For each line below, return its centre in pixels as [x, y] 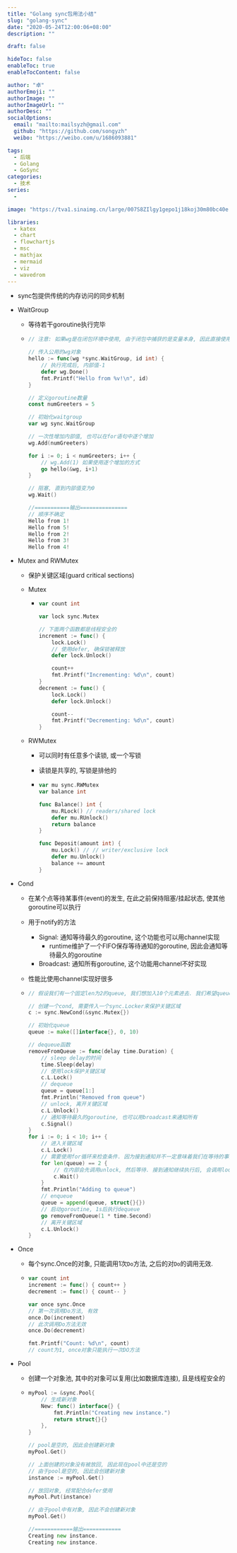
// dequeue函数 [49, 1045]
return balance [74, 824]
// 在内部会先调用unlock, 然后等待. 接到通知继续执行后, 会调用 [138, 1170]
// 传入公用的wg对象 [54, 352]
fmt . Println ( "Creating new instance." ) [112, 1413]
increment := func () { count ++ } [77, 1285]
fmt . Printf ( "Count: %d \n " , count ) [79, 1343]
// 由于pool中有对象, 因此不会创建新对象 [82, 1510]
